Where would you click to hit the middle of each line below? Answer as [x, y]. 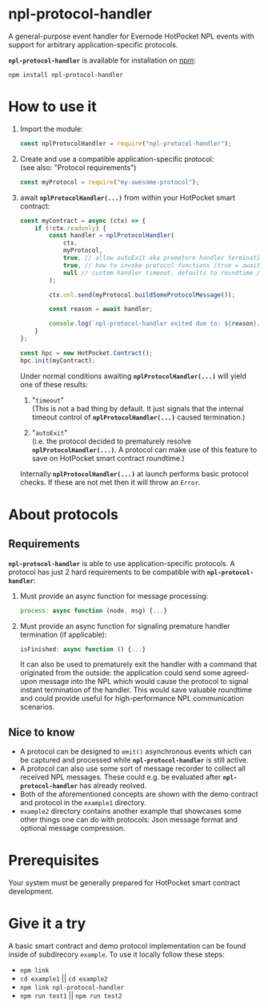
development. [31, 892]
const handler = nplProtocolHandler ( [112, 236]
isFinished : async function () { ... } [83, 649]
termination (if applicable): [63, 634]
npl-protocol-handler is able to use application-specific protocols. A [122, 563]
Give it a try [47, 924]
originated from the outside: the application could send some [120, 673]
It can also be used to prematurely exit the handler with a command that [138, 664]
